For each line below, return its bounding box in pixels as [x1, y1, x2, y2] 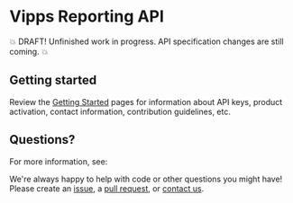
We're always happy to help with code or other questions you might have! [9, 173, 283, 184]
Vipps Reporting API [9, 6, 165, 27]
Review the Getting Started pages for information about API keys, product [9, 96, 283, 107]
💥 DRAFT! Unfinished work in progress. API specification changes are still [9, 36, 284, 47]
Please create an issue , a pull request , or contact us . [9, 182, 205, 194]
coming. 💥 [9, 46, 49, 57]
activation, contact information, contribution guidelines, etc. [9, 106, 232, 117]
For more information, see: [9, 155, 108, 167]
